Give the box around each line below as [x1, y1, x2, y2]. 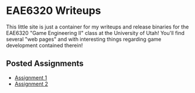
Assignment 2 [14, 80, 49, 87]
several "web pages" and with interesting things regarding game [6, 35, 162, 42]
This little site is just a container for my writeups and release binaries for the [6, 23, 189, 30]
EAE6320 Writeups [6, 4, 101, 17]
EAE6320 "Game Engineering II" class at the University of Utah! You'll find [6, 29, 185, 36]
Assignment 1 [14, 74, 47, 81]
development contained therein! [6, 42, 83, 49]
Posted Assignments [6, 59, 84, 69]
